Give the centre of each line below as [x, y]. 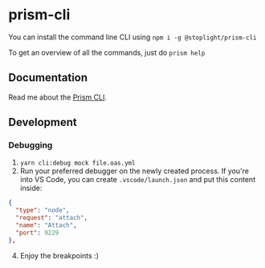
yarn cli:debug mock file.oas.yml [77, 163]
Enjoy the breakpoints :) [59, 255]
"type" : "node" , [43, 210]
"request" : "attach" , [52, 218]
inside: [31, 188]
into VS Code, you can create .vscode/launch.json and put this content [137, 180]
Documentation [48, 78]
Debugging [31, 145]
